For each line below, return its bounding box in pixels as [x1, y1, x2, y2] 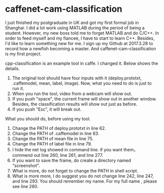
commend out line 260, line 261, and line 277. [12, 152, 104, 158]
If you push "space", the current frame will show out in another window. [12, 96, 157, 101]
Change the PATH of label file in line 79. [12, 141, 92, 146]
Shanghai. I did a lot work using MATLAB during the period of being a [5, 24, 145, 30]
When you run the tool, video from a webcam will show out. [12, 91, 132, 96]
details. [5, 65, 20, 72]
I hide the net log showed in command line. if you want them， [12, 146, 139, 152]
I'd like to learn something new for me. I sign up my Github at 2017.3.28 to [5, 40, 153, 46]
